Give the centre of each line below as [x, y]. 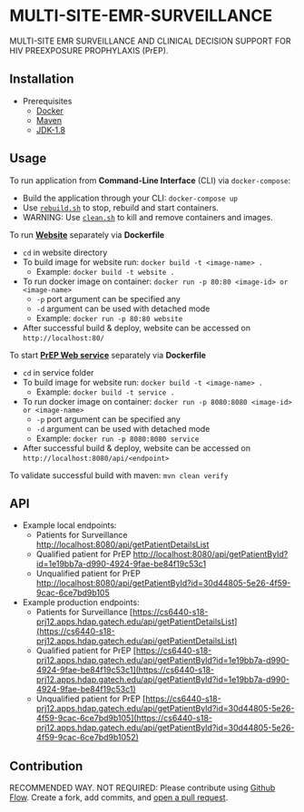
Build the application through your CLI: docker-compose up [130, 198]
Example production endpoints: [81, 602]
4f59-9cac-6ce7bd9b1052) [87, 738]
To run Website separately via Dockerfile [87, 235]
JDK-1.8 [51, 130]
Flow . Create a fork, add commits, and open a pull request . [119, 797]
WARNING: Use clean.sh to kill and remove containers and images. [148, 217]
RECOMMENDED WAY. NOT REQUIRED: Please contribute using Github [142, 788]
